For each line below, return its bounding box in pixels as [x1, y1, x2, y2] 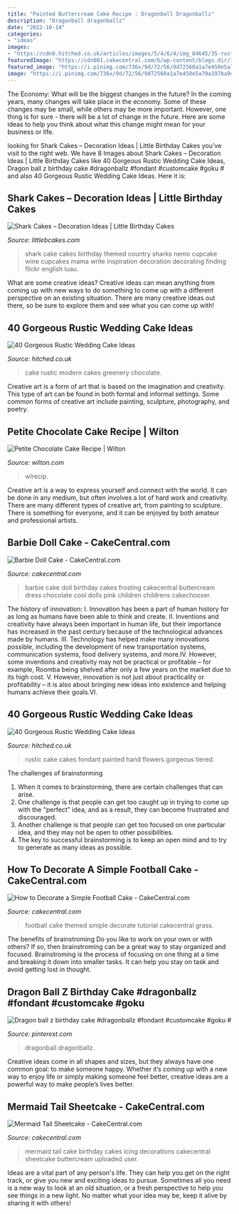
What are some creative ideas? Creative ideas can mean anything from [7, 278, 216, 287]
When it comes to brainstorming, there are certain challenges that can [17, 783, 223, 791]
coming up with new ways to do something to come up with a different [7, 286, 214, 295]
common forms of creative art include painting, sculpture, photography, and [7, 397, 230, 406]
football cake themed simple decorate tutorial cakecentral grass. [24, 921, 214, 930]
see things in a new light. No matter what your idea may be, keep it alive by [7, 1191, 228, 1200]
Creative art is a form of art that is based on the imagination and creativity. [7, 382, 225, 391]
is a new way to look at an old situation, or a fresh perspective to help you [7, 1183, 224, 1192]
